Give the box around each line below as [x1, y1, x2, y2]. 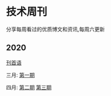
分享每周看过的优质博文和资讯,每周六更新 [6, 26, 105, 33]
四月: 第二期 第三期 [6, 84, 51, 91]
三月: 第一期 [6, 71, 35, 79]
